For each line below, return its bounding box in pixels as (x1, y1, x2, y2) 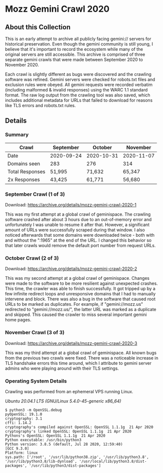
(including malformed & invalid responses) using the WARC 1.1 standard (5, 87, 148, 92)
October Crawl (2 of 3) (5, 254, 59, 261)
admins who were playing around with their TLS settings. (5, 365, 119, 371)
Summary (5, 131, 29, 138)
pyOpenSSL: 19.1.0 (5, 412, 42, 417)
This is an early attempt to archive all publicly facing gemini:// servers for (5, 36, 152, 42)
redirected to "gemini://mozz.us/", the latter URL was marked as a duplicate (5, 307, 157, 313)
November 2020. (5, 62, 39, 68)
